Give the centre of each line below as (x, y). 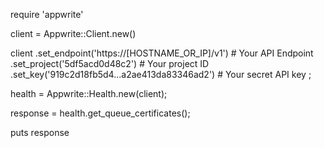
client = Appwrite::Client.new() (73, 33)
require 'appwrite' (47, 14)
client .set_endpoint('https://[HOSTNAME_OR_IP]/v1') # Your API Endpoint (162, 53)
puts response (40, 132)
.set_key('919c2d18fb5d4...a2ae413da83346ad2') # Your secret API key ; (161, 74)
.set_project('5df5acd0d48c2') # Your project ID (110, 63)
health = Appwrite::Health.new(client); (89, 93)
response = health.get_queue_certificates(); (100, 113)
